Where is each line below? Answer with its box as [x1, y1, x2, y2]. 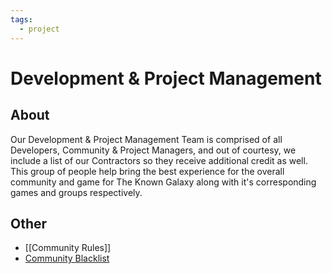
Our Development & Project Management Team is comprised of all [10, 133, 283, 145]
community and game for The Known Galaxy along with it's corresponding [10, 176, 317, 188]
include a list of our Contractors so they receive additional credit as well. [10, 154, 308, 166]
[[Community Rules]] [24, 242, 112, 254]
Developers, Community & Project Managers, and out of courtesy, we [10, 144, 297, 156]
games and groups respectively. [10, 186, 143, 198]
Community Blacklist [24, 252, 110, 265]
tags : [10, 14, 33, 25]
